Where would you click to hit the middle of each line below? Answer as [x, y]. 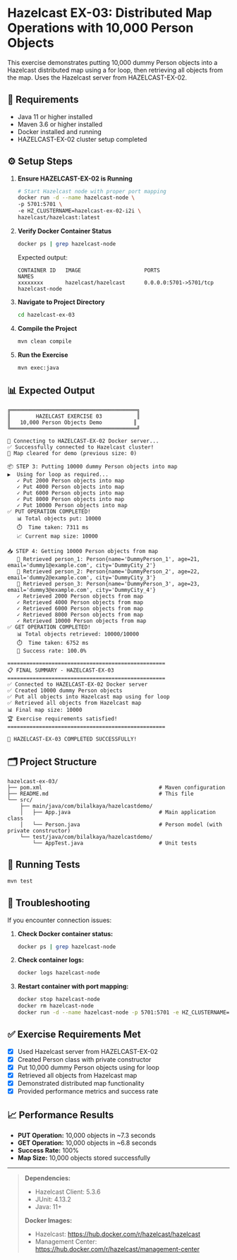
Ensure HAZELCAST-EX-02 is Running [75, 178]
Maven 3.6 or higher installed [60, 124]
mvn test [20, 881]
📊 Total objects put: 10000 [59, 519]
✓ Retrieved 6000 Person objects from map [80, 609]
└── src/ [20, 800]
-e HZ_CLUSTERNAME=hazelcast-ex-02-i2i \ [79, 211]
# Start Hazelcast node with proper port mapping [92, 191]
